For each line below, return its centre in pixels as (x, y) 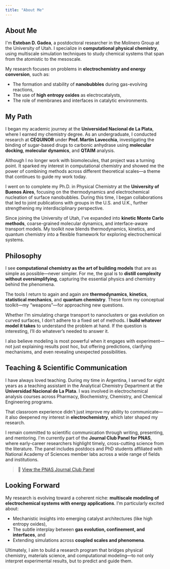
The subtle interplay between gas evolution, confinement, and (79, 529)
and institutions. (22, 459)
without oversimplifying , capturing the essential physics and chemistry (80, 279)
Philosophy (24, 256)
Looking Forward (32, 486)
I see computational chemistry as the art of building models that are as (81, 268)
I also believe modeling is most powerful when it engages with (70, 341)
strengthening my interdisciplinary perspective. (55, 208)
